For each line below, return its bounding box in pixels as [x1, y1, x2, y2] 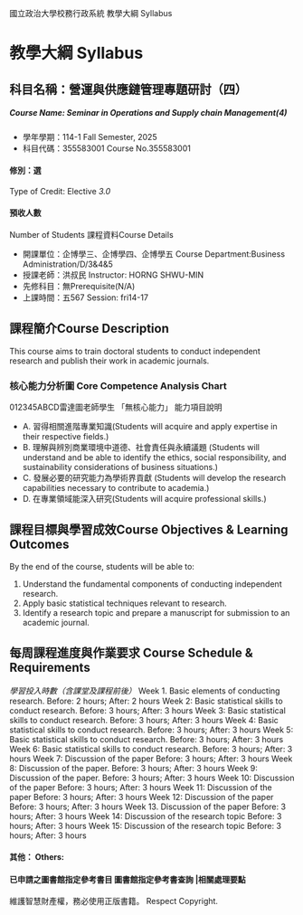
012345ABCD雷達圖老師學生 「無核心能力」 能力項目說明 [9, 401, 223, 413]
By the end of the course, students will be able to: [9, 561, 194, 571]
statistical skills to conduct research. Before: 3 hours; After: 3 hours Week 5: [9, 724, 294, 735]
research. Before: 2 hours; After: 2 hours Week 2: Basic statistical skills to [9, 695, 283, 706]
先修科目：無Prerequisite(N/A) [22, 280, 136, 291]
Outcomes [9, 537, 70, 552]
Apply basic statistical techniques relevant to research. [22, 598, 228, 608]
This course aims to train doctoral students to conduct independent [9, 345, 260, 356]
